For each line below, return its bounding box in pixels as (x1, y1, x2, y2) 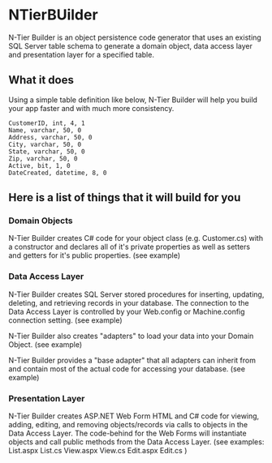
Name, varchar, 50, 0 (8, 126, 82, 135)
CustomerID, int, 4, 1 (8, 119, 85, 127)
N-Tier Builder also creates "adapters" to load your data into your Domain (8, 331, 254, 341)
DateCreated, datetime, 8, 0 (8, 169, 107, 177)
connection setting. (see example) (8, 315, 123, 325)
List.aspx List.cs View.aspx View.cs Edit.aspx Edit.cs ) (8, 446, 188, 456)
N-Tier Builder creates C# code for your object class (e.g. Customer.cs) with (8, 234, 264, 243)
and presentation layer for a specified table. (8, 49, 154, 59)
